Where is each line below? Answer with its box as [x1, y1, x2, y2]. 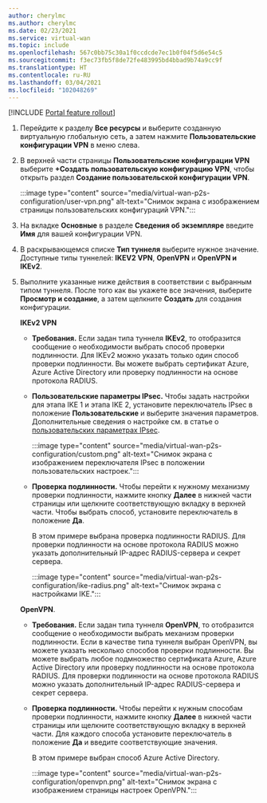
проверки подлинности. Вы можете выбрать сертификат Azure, [31, 359, 249, 368]
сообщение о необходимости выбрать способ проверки [31, 342, 225, 352]
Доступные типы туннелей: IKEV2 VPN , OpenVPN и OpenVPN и [19, 253, 238, 263]
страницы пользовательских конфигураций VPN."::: [19, 205, 196, 215]
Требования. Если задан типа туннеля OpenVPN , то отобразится [31, 620, 254, 630]
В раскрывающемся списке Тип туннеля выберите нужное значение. [19, 244, 259, 254]
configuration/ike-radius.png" [31, 581, 130, 590]
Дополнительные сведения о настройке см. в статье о [31, 417, 219, 427]
